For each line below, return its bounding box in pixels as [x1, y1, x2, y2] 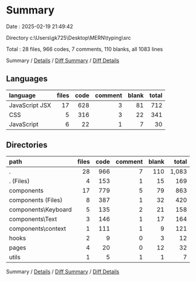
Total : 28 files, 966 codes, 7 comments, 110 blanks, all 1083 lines [6, 45, 163, 53]
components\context [9, 224, 66, 232]
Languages [6, 74, 48, 84]
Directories [6, 140, 48, 150]
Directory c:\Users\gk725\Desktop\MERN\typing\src [6, 34, 132, 41]
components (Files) [9, 196, 63, 204]
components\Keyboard [9, 205, 72, 214]
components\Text [9, 215, 57, 223]
